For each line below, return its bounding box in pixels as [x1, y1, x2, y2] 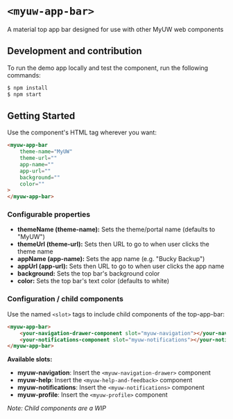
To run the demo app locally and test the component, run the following [7, 64, 209, 72]
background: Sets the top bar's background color [17, 269, 160, 278]
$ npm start [7, 91, 42, 98]
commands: [7, 71, 42, 79]
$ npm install [7, 84, 49, 91]
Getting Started [7, 109, 76, 122]
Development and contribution [7, 45, 142, 57]
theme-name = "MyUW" [19, 148, 73, 155]
